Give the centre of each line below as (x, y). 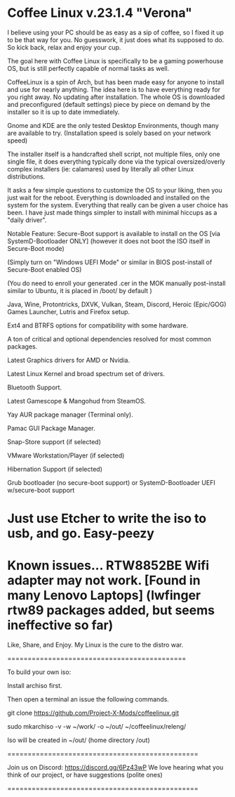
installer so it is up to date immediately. (63, 112)
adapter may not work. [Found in (104, 581)
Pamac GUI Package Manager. (52, 428)
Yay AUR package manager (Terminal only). (70, 414)
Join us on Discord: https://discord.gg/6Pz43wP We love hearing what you (115, 767)
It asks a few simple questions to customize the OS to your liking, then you (115, 190)
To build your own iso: (39, 672)
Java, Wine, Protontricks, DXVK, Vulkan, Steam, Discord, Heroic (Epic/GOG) (117, 304)
